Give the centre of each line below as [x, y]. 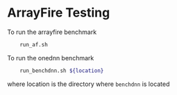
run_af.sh [34, 44]
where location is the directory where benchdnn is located [88, 84]
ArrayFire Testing [59, 13]
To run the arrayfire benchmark [52, 32]
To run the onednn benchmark [51, 58]
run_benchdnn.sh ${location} [62, 71]
